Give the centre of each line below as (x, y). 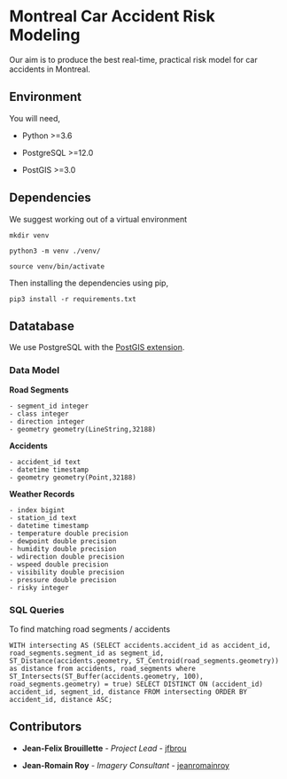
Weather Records (42, 494)
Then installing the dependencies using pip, (89, 283)
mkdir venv (29, 235)
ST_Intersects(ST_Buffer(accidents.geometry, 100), (106, 676)
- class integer (39, 414)
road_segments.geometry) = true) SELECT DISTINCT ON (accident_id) (136, 684)
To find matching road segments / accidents (90, 629)
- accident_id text (45, 462)
